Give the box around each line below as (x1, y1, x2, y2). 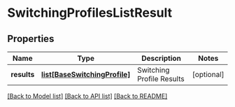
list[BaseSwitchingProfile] (41, 70, 131, 79)
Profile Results (137, 74, 185, 83)
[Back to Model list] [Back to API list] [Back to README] (7, 92, 168, 100)
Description (141, 54, 182, 63)
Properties (7, 33, 55, 45)
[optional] (192, 70, 225, 79)
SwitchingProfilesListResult (7, 5, 173, 21)
